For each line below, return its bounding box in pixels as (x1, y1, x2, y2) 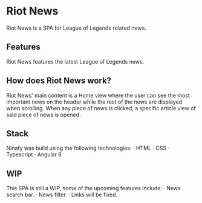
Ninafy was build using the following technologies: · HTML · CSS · (6, 144, 170, 152)
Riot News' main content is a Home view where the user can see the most (6, 92, 191, 99)
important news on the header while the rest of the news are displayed (6, 98, 183, 105)
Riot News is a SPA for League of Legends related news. (6, 24, 147, 32)
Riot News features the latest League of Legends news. (6, 58, 145, 65)
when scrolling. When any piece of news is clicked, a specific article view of (6, 104, 197, 111)
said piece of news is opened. (6, 111, 81, 118)
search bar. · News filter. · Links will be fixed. (6, 191, 118, 198)
